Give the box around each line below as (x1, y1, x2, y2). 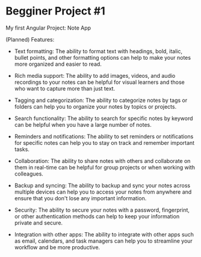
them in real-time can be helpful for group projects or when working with (14, 163, 195, 171)
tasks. (14, 145, 29, 153)
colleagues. (14, 170, 43, 177)
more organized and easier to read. (14, 60, 102, 68)
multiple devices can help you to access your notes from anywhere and (14, 188, 192, 195)
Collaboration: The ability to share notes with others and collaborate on (14, 157, 191, 164)
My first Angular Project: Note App (5, 24, 91, 31)
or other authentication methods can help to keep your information (14, 212, 180, 220)
